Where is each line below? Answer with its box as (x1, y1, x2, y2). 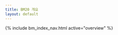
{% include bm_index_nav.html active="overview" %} (5, 25, 113, 31)
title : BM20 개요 (5, 7, 38, 12)
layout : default (5, 12, 38, 17)
